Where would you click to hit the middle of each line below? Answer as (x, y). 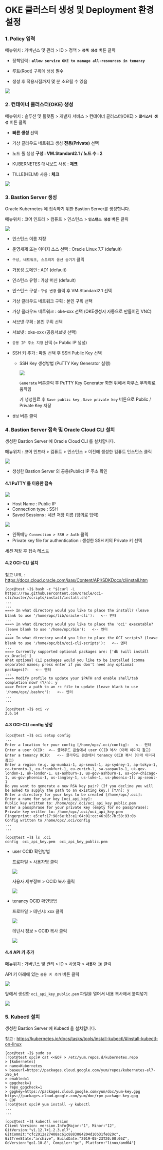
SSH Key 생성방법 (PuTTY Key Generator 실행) (65, 363)
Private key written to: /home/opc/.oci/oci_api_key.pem (64, 812)
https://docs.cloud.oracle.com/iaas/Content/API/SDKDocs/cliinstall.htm (77, 580)
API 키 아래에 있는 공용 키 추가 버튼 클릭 (42, 974)
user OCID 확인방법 (31, 851)
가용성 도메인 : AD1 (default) (39, 270)
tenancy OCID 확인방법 (35, 901)
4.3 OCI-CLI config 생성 (29, 725)
